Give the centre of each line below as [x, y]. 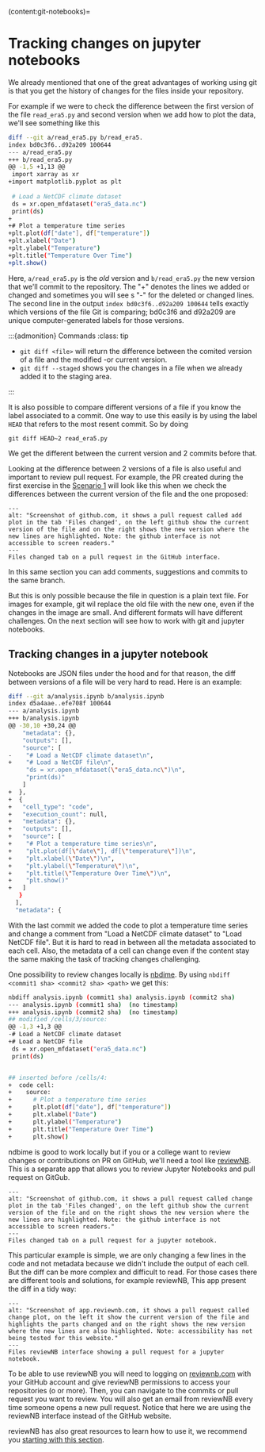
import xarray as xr [45, 175]
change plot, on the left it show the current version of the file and [129, 1317]
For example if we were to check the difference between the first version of [131, 106]
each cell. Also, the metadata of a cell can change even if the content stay [129, 951]
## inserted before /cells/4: [58, 1077]
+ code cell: [32, 1085]
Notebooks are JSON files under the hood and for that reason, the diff [122, 673]
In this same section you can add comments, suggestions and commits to [128, 571]
